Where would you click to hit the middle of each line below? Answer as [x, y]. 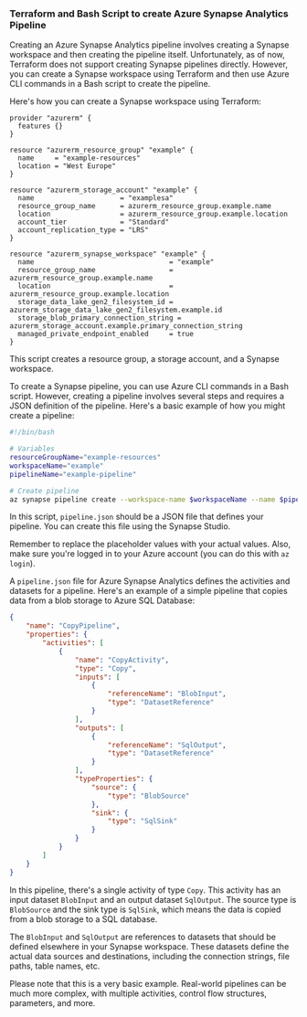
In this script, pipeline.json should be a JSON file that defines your [137, 517]
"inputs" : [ [97, 677]
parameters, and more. [53, 1002]
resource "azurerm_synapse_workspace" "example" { [108, 254]
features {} [41, 126]
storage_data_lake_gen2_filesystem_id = [95, 302]
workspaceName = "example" [57, 466]
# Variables [32, 449]
